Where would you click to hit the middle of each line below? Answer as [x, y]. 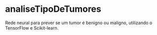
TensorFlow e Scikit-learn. [32, 28]
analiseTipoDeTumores [53, 9]
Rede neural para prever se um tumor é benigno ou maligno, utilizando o [79, 23]
